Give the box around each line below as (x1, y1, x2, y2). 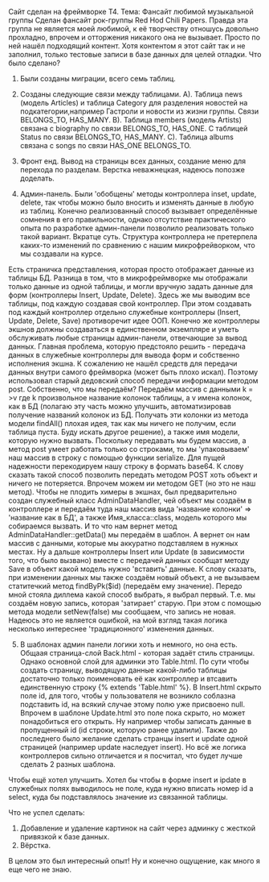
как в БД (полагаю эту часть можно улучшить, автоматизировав (8, 402, 231, 411)
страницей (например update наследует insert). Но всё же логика (19, 743, 247, 752)
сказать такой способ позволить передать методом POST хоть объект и (8, 470, 259, 479)
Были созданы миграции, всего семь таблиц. (19, 74, 177, 83)
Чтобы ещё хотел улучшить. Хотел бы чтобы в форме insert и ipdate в (8, 775, 247, 785)
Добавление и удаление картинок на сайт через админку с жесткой (19, 823, 256, 833)
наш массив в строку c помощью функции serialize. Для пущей (8, 453, 226, 462)
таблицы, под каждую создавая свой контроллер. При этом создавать (8, 299, 252, 308)
